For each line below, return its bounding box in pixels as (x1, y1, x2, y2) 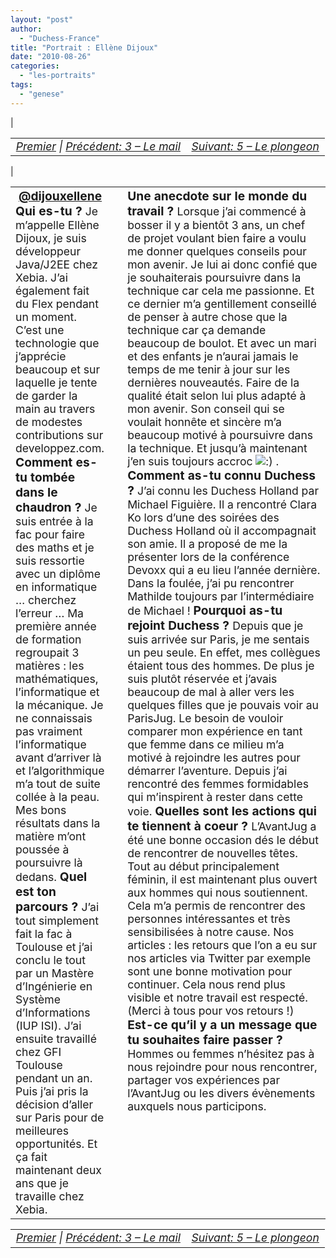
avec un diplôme (15, 567, 102, 581)
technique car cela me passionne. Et (127, 284, 315, 298)
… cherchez (15, 593, 77, 608)
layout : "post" (10, 14, 74, 25)
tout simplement (15, 914, 100, 928)
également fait (15, 284, 90, 298)
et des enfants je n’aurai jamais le (127, 349, 299, 364)
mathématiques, (15, 672, 99, 686)
